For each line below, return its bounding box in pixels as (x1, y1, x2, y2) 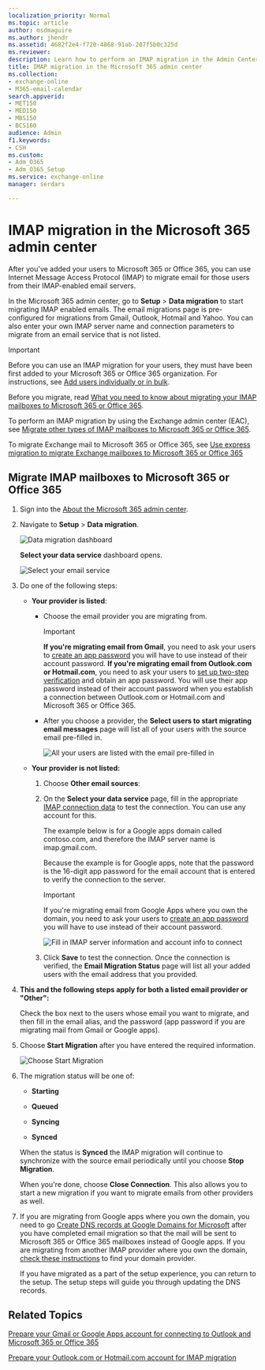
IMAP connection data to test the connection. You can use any (43, 802, 246, 811)
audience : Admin (8, 129, 62, 137)
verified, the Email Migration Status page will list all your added (43, 960, 251, 971)
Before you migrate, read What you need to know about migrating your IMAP (8, 392, 257, 402)
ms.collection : (8, 70, 58, 78)
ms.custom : (8, 151, 44, 159)
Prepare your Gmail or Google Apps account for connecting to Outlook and (8, 1329, 252, 1338)
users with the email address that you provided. (43, 969, 199, 979)
